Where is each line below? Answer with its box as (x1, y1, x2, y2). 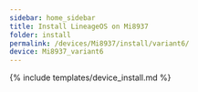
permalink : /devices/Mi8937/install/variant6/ (9, 38, 190, 48)
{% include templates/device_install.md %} (9, 72, 172, 83)
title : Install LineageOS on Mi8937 (9, 22, 149, 31)
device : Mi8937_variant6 (9, 47, 104, 56)
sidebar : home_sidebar (9, 13, 96, 23)
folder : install (9, 30, 71, 39)
